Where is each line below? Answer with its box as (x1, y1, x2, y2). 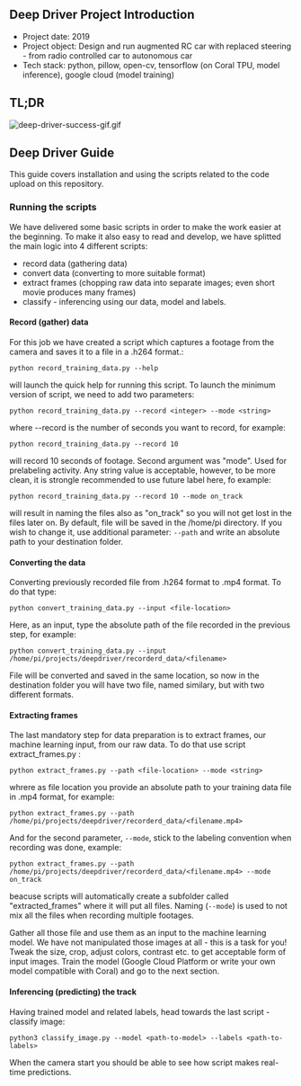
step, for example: (9, 629, 76, 640)
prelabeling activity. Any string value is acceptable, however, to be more (9, 465, 276, 476)
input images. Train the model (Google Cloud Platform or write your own (9, 957, 276, 967)
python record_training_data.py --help (9, 363, 159, 372)
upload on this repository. (9, 179, 104, 190)
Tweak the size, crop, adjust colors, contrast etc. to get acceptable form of (9, 947, 286, 957)
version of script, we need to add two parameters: (9, 388, 195, 399)
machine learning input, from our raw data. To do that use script (9, 739, 246, 750)
